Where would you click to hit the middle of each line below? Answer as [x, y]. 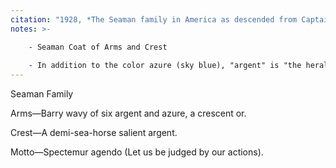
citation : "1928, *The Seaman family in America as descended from [154, 19]
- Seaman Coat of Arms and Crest [98, 47]
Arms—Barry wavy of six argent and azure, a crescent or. [128, 113]
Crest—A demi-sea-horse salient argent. [94, 133]
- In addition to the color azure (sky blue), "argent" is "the [165, 66]
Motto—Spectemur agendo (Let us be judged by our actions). [137, 152]
